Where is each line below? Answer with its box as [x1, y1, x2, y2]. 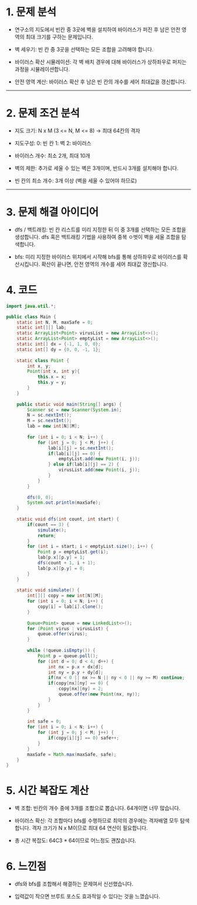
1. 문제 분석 [6, 5, 57, 19]
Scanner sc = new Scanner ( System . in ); [27, 407, 122, 412]
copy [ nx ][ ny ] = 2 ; [58, 686, 104, 692]
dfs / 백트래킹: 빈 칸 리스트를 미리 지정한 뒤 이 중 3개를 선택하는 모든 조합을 [14, 226, 186, 233]
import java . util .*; [6, 303, 57, 309]
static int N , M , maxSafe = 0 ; [16, 319, 93, 325]
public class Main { [6, 314, 57, 320]
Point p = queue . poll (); [37, 653, 98, 659]
